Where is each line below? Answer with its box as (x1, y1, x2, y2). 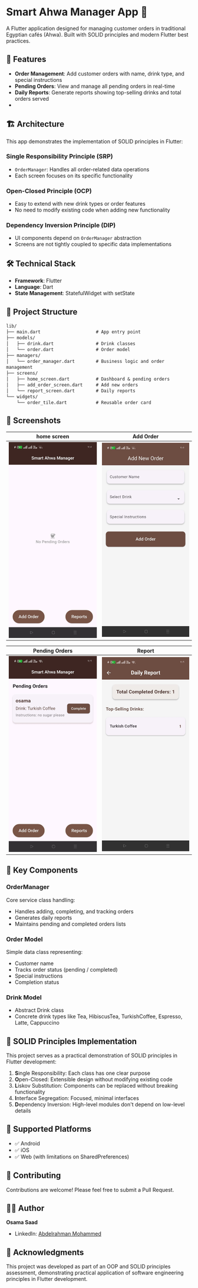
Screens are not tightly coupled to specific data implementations (14, 241, 172, 248)
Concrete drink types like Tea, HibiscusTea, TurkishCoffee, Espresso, (14, 1013, 183, 1020)
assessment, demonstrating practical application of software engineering (6, 1269, 184, 1276)
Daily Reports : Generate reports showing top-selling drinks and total (14, 88, 181, 96)
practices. (6, 37, 31, 44)
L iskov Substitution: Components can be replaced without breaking (14, 1082, 178, 1089)
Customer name (14, 960, 54, 967)
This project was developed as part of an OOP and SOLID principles (6, 1263, 171, 1270)
